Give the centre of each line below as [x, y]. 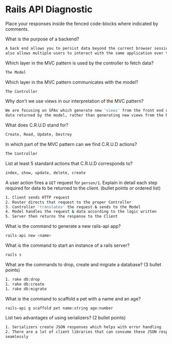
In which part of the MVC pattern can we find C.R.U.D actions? [71, 144]
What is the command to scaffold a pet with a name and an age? [73, 298]
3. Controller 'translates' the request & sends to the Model [73, 207]
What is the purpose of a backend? [42, 39]
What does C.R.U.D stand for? [37, 125]
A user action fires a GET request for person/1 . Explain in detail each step [81, 182]
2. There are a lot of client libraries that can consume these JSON [81, 332]
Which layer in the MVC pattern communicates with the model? [72, 82]
